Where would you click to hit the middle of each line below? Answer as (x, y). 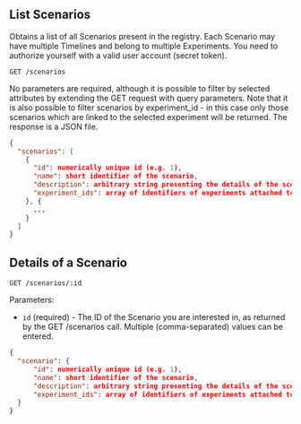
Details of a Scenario (69, 262)
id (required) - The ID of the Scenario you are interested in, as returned (154, 317)
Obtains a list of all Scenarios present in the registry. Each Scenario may (142, 36)
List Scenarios (50, 15)
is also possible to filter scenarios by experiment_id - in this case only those (149, 108)
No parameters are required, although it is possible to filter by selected (140, 88)
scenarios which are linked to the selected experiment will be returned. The (149, 117)
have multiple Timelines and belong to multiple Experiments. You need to (144, 46)
